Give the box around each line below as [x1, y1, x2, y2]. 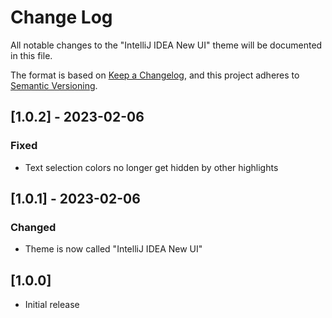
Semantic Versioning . [10, 79, 98, 91]
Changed [10, 220, 57, 234]
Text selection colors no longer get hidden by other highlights [24, 161, 279, 173]
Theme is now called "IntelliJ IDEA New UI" [24, 243, 203, 255]
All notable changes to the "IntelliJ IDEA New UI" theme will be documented [10, 39, 323, 51]
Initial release [24, 299, 80, 311]
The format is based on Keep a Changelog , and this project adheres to [10, 69, 300, 81]
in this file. [10, 49, 53, 61]
